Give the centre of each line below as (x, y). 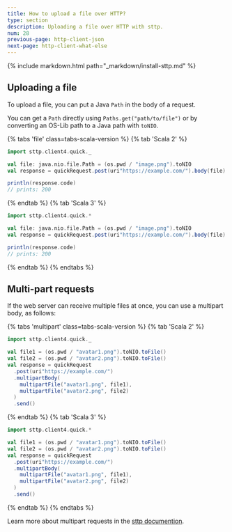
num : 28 (18, 33)
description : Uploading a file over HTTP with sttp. (85, 26)
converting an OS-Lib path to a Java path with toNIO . (83, 125)
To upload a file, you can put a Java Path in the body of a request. (102, 104)
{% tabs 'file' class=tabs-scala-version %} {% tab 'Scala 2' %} (98, 139)
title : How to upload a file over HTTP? (67, 14)
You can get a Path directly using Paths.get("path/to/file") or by (102, 118)
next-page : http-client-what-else (57, 46)
